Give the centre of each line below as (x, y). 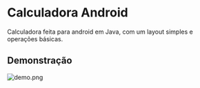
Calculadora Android (68, 13)
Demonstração (40, 61)
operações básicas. (35, 38)
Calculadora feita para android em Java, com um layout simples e (100, 32)
